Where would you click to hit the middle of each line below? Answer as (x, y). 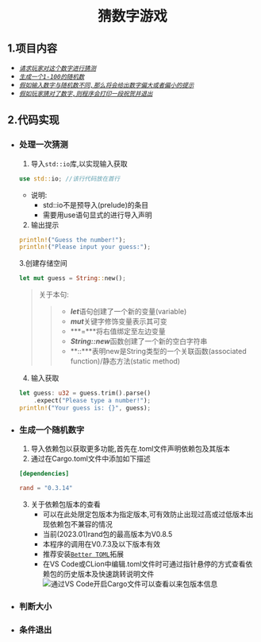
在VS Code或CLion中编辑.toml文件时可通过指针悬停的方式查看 (144, 564)
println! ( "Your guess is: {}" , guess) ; (85, 408)
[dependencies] (44, 474)
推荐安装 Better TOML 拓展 (83, 554)
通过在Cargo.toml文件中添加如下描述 (91, 459)
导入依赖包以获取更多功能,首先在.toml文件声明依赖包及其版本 (130, 449)
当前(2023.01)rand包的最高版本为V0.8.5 (107, 534)
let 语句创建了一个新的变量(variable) (129, 312)
